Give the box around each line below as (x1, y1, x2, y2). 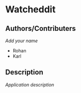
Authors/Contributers (5, 24, 76, 33)
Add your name (5, 38, 38, 44)
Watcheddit (5, 4, 56, 15)
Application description (5, 81, 55, 88)
